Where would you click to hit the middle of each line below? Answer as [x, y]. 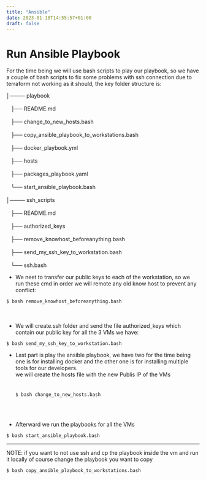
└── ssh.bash [29, 265]
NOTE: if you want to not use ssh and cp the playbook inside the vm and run [103, 453]
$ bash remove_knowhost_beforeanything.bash [64, 301]
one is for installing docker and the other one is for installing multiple [102, 362]
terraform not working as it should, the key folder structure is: [84, 84]
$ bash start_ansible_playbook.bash [53, 436]
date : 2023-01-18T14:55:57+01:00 [49, 18]
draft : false [23, 23]
